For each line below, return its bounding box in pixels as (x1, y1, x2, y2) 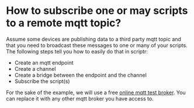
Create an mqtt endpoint (14, 59, 74, 66)
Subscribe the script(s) (14, 77, 70, 85)
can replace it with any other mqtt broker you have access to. (6, 95, 154, 102)
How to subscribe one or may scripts (6, 4, 188, 17)
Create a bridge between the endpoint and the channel (14, 71, 147, 78)
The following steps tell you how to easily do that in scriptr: (6, 48, 148, 55)
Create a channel (14, 65, 56, 72)
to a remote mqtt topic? (6, 16, 122, 30)
